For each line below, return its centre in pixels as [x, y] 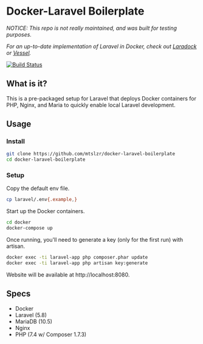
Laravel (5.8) [31, 315]
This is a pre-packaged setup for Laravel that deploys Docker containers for [101, 98]
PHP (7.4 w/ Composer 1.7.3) [51, 334]
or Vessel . [19, 52]
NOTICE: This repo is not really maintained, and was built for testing [92, 28]
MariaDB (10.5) [34, 321]
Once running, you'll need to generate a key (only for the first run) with [95, 240]
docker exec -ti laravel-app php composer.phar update [77, 258]
